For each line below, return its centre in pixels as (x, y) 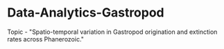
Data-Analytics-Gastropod (86, 13)
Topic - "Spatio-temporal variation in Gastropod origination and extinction (112, 32)
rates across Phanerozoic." (46, 39)
